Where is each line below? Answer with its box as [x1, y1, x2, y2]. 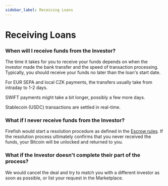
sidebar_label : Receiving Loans [5, 7, 73, 13]
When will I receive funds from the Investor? [5, 47, 116, 54]
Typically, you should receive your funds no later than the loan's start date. [5, 69, 161, 76]
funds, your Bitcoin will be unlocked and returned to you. [5, 139, 123, 145]
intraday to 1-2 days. [5, 84, 48, 91]
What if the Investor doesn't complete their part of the [5, 152, 140, 159]
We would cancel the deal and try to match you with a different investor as [5, 169, 160, 175]
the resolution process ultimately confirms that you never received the [5, 133, 151, 139]
